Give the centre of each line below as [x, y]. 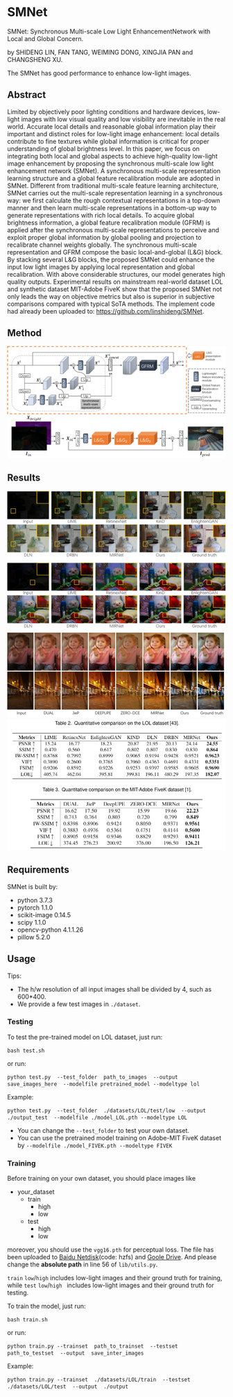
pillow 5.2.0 [34, 937]
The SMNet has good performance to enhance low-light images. [99, 73]
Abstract [27, 95]
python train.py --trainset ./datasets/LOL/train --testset [99, 1380]
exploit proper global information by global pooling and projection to [104, 237]
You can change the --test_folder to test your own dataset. [103, 1130]
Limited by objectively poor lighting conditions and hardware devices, [106, 111]
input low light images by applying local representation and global [101, 267]
